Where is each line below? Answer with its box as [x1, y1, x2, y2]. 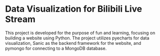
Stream [5, 14, 36, 25]
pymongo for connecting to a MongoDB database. [5, 45, 107, 51]
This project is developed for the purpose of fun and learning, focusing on [5, 30, 156, 36]
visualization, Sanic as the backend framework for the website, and [5, 40, 141, 46]
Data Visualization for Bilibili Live [5, 3, 142, 15]
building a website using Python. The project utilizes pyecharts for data [5, 35, 150, 41]
